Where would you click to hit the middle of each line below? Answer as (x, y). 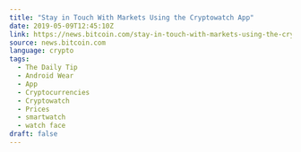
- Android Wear (46, 76)
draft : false (34, 134)
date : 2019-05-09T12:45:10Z (62, 26)
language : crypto (42, 51)
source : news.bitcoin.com (57, 42)
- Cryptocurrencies (54, 92)
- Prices (34, 109)
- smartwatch (42, 117)
